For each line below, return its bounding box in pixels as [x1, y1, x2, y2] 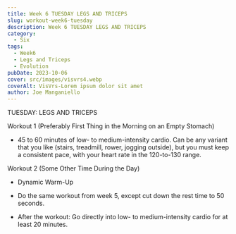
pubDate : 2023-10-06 [7, 69, 68, 76]
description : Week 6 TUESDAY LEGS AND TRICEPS [7, 23, 147, 30]
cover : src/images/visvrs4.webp [7, 75, 102, 83]
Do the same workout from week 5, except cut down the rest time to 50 [17, 192, 225, 200]
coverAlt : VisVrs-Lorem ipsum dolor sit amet [7, 82, 143, 90]
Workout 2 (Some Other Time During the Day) [7, 164, 140, 173]
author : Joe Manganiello [7, 89, 80, 96]
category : [7, 30, 37, 37]
